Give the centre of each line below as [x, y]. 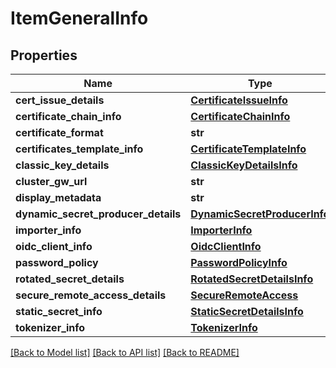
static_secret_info [59, 311]
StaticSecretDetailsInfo [247, 311]
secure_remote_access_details [91, 295]
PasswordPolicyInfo [239, 262]
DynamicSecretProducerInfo [260, 214]
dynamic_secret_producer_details [98, 214]
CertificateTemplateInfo [248, 149]
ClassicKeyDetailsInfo [244, 165]
